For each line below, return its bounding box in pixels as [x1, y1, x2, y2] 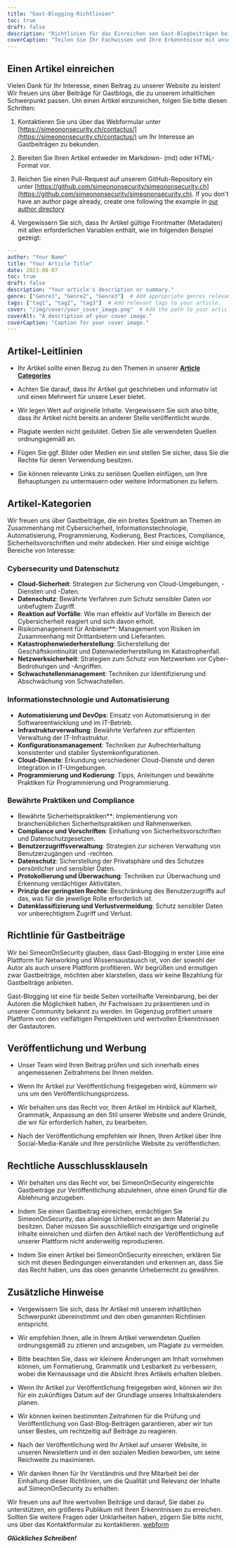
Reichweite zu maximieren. [17, 1456, 96, 1464]
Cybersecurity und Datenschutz [7, 563, 119, 573]
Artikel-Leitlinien [7, 345, 83, 357]
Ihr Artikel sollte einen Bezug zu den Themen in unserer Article [17, 364, 201, 372]
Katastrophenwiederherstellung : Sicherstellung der [17, 639, 170, 649]
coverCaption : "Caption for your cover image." [7, 319, 150, 326]
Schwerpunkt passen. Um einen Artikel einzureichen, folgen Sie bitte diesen [7, 96, 228, 104]
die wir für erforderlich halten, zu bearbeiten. [17, 1118, 148, 1126]
